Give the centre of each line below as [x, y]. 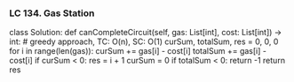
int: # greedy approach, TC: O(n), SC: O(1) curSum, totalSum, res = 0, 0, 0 [144, 41]
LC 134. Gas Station [52, 13]
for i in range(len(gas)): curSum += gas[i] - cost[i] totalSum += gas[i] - [138, 51]
